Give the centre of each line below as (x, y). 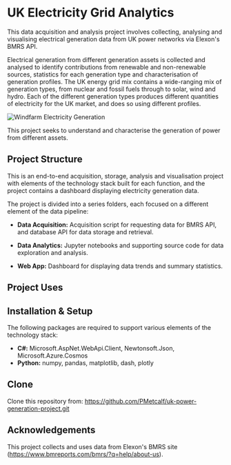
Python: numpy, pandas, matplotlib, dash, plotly (85, 362)
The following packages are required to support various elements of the (109, 327)
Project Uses (35, 288)
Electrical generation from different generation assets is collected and (106, 59)
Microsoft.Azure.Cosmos (52, 355)
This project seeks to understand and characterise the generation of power (114, 130)
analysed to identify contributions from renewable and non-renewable (107, 67)
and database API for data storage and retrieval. (85, 231)
